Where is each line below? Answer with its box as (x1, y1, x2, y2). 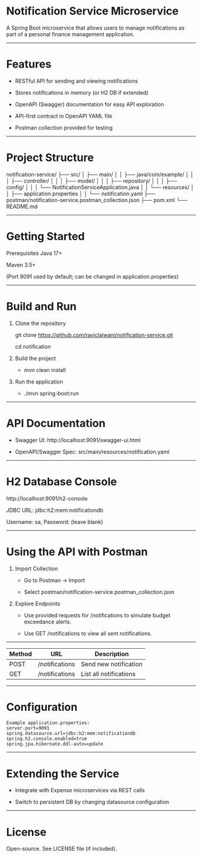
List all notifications (81, 669, 136, 678)
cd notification (14, 342, 51, 350)
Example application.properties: (6, 720, 90, 726)
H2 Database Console (6, 475, 117, 488)
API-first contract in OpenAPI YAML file (14, 112, 112, 119)
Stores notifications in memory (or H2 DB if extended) (14, 89, 148, 96)
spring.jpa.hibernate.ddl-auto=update (6, 741, 103, 747)
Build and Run (6, 300, 77, 313)
